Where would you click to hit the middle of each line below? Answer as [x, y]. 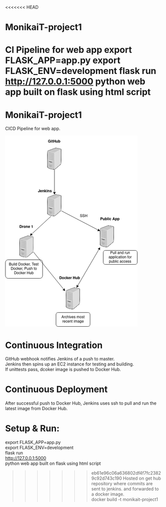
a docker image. [108, 494]
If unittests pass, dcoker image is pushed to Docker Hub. [63, 369]
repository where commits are [122, 484]
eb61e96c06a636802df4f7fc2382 [126, 473]
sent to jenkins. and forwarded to [125, 489]
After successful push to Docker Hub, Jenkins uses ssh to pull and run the [81, 403]
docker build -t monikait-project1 [125, 500]
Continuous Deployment [56, 390]
